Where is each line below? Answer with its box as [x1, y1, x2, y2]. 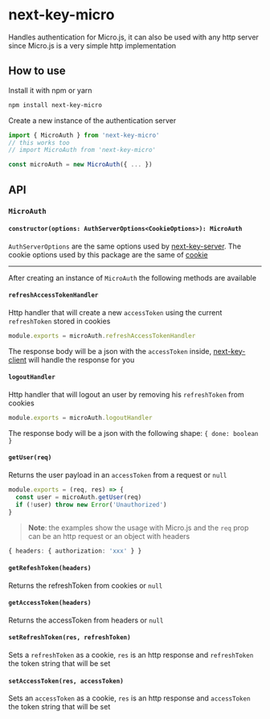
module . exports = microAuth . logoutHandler [8, 413, 153, 421]
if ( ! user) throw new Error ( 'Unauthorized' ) [15, 500, 167, 508]
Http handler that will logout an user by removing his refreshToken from [8, 389, 244, 399]
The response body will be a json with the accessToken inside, [8, 346, 212, 355]
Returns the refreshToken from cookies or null [8, 581, 163, 590]
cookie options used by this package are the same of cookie [8, 249, 208, 259]
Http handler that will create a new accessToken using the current [8, 307, 223, 317]
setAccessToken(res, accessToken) [8, 677, 125, 685]
